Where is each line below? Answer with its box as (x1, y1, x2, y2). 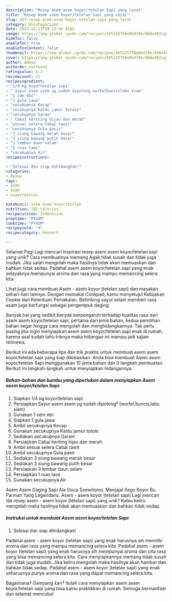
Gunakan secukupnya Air (13, 476, 66, 483)
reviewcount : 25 (6, 74, 40, 79)
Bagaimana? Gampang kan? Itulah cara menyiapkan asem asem (6, 580, 140, 586)
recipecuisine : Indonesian (6, 211, 63, 216)
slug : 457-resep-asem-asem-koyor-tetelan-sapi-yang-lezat (6, 17, 132, 22)
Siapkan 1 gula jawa (13, 417, 55, 423)
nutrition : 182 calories (6, 206, 59, 212)
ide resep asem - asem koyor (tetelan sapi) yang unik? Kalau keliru (6, 497, 146, 503)
